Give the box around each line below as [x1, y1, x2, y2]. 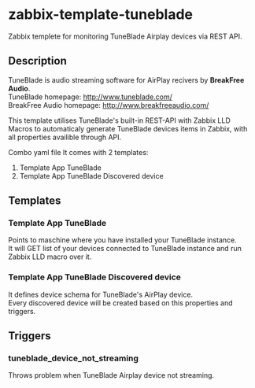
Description [8, 54, 67, 68]
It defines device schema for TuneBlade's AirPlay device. [8, 290, 194, 299]
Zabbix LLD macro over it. [8, 252, 92, 261]
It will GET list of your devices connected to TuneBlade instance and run [8, 244, 242, 253]
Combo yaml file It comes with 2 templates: [8, 147, 149, 157]
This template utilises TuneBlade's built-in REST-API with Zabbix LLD [8, 116, 231, 125]
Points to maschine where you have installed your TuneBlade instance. [8, 235, 238, 245]
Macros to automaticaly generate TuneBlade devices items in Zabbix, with [8, 124, 248, 133]
